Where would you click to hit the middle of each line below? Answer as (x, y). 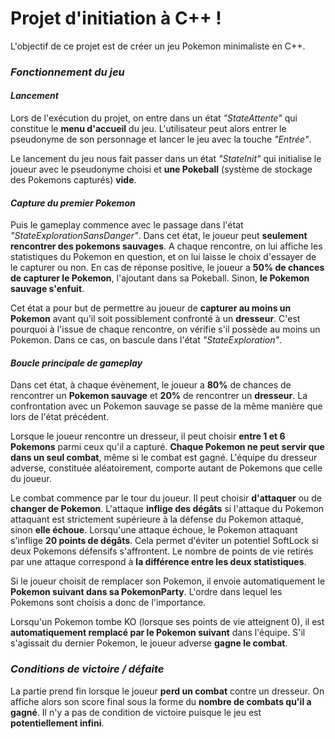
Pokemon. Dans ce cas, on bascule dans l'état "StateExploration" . (146, 340)
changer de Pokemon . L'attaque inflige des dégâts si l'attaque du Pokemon (167, 509)
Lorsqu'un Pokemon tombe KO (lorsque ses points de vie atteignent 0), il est (167, 622)
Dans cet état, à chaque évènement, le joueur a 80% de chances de (151, 385)
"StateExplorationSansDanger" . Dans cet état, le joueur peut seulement (159, 236)
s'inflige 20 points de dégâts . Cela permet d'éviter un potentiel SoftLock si (164, 541)
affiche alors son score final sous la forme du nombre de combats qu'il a (161, 701)
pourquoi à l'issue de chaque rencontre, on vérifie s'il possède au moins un (165, 329)
